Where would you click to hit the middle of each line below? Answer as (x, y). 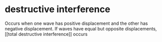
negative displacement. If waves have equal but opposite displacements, (81, 28)
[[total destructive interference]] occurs (46, 34)
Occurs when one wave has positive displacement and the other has (76, 23)
